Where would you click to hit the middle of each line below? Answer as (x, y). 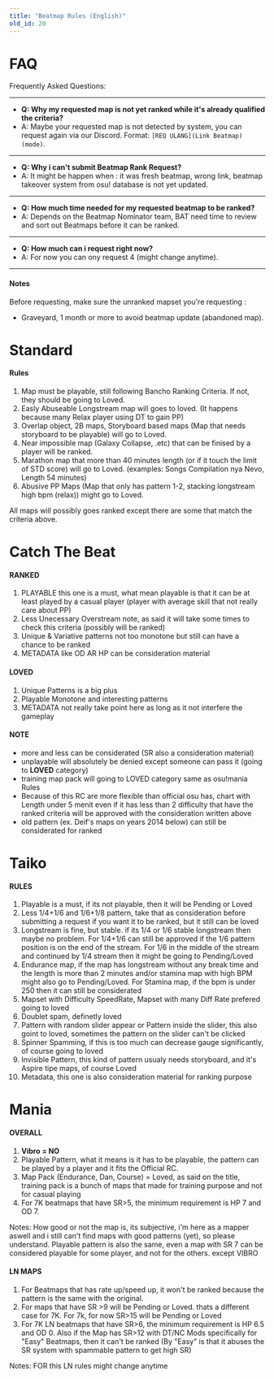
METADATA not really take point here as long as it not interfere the (132, 707)
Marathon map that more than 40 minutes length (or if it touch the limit (139, 461)
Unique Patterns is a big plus (69, 690)
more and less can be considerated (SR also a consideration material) (137, 752)
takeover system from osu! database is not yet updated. (114, 184)
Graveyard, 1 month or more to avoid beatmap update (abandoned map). (142, 317)
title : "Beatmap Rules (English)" (68, 16)
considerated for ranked (61, 830)
